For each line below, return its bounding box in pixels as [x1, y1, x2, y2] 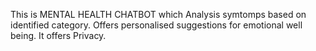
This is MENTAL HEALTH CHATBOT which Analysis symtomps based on [10, 9, 307, 20]
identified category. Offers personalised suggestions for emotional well [10, 19, 303, 31]
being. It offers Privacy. [10, 30, 107, 41]
